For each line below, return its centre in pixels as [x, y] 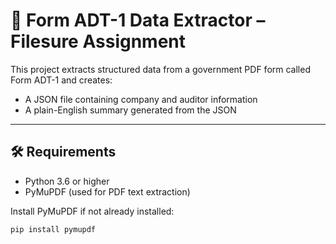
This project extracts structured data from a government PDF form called [160, 69]
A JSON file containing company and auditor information [141, 99]
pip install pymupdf [53, 229]
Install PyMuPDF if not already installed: [92, 211]
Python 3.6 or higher [67, 181]
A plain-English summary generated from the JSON [130, 110]
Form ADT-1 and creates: [61, 80]
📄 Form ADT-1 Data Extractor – [138, 20]
